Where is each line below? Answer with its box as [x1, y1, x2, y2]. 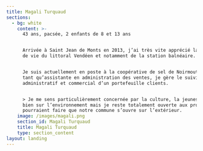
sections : [6, 14, 31, 20]
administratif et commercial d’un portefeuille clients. [22, 80, 169, 86]
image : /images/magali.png [17, 113, 85, 119]
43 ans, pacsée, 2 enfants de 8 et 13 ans [22, 31, 131, 37]
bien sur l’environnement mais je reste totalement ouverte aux [22, 102, 188, 108]
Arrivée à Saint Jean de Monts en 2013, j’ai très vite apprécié [22, 48, 190, 54]
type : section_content [17, 130, 74, 136]
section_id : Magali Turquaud [17, 119, 91, 125]
